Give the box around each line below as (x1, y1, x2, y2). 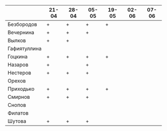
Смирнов (7, 94, 30, 100)
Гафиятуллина (7, 45, 42, 52)
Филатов (7, 110, 29, 116)
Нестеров (7, 69, 31, 76)
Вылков (7, 37, 26, 44)
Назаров (7, 62, 29, 68)
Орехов (7, 77, 26, 84)
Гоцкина (7, 53, 28, 60)
